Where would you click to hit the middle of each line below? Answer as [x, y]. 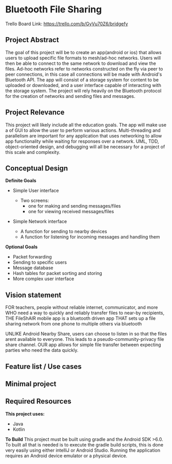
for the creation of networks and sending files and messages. [70, 96]
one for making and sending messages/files [74, 206]
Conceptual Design [37, 168]
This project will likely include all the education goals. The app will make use [86, 125]
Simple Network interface [40, 221]
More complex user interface [43, 279]
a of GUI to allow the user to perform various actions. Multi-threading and [83, 130]
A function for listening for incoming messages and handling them [90, 237]
